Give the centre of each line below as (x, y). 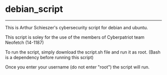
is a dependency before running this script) (49, 57)
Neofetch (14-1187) (25, 42)
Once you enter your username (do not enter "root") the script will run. (78, 67)
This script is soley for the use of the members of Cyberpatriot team (75, 37)
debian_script (34, 9)
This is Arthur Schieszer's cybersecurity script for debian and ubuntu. (77, 27)
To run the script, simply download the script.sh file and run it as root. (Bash (83, 52)
